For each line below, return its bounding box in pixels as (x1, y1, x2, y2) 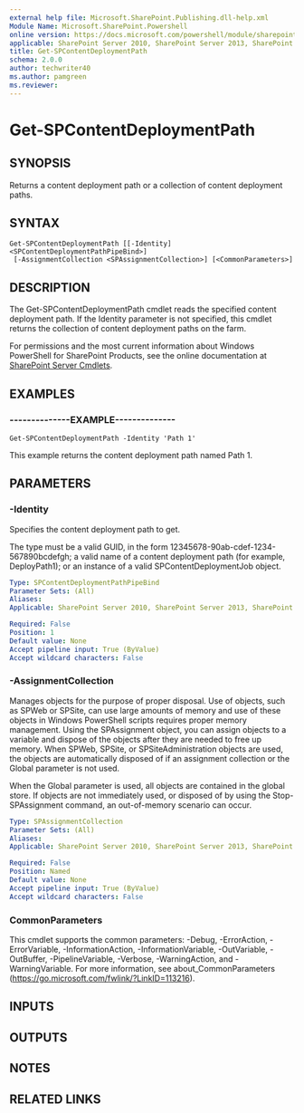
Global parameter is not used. (9, 763, 120, 773)
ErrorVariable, (9, 944, 62, 955)
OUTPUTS (9, 1030, 68, 1045)
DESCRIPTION (9, 280, 90, 295)
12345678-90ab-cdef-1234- (170, 541, 276, 552)
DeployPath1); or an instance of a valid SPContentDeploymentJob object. (9, 561, 282, 571)
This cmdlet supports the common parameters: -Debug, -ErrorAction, (9, 934, 269, 945)
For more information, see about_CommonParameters (75, 963, 276, 974)
